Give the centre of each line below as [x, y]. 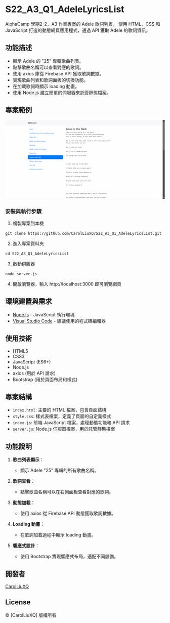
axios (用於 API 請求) [34, 373]
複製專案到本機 [28, 223]
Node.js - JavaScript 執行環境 [44, 314]
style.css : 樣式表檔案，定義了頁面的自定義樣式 [62, 417]
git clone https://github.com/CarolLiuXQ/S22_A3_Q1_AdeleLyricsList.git [83, 233]
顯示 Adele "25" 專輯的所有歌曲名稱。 [59, 470]
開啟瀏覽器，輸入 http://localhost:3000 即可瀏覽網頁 [67, 284]
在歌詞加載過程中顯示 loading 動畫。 [58, 535]
